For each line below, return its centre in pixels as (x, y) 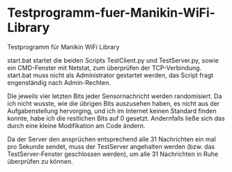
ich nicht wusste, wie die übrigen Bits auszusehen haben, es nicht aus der (114, 103)
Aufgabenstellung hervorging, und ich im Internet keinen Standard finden (112, 111)
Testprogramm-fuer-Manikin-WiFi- (111, 13)
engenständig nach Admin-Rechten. (59, 82)
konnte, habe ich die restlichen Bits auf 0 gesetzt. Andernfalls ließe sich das (116, 118)
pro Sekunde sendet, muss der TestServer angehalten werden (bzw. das (111, 146)
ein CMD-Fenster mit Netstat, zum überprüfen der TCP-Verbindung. (105, 68)
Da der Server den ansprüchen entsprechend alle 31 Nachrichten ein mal (111, 139)
